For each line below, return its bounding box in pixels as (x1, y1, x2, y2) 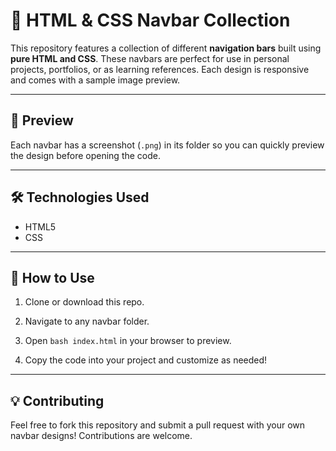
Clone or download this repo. (24, 296, 145, 308)
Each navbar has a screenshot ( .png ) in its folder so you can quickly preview (10, 139, 325, 151)
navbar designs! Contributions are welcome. (10, 430, 193, 442)
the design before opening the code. (10, 149, 162, 161)
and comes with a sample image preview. (10, 74, 181, 86)
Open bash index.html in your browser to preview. (24, 335, 232, 347)
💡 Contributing (10, 392, 105, 409)
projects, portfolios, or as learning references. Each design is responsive (10, 63, 310, 75)
